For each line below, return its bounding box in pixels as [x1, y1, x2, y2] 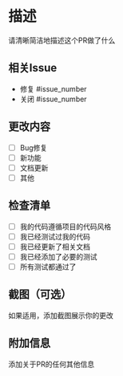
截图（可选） [8, 288, 72, 301]
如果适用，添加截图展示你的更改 [8, 310, 113, 320]
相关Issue [8, 61, 58, 75]
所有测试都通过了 [19, 262, 77, 272]
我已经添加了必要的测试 [19, 251, 97, 261]
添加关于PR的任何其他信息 [8, 359, 94, 369]
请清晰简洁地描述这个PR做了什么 [8, 35, 116, 45]
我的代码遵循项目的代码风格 [19, 222, 112, 231]
